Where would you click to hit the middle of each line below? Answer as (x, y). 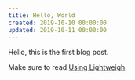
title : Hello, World (42, 15)
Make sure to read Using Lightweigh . (67, 67)
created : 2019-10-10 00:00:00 (58, 23)
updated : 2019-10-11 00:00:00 (58, 30)
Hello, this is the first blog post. (58, 53)
